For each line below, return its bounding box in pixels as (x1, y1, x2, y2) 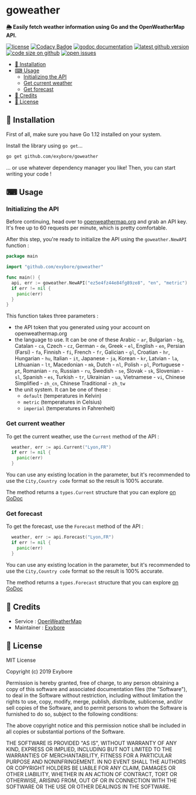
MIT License (6, 657, 36, 664)
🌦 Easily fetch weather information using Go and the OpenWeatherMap (6, 23, 185, 30)
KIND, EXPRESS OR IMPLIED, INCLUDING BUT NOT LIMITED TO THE (6, 746, 173, 753)
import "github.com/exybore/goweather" (6, 264, 104, 270)
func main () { (6, 275, 41, 280)
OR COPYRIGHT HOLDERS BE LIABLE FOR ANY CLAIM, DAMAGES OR (6, 764, 176, 772)
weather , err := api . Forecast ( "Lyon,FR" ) (11, 534, 114, 540)
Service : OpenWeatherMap (14, 617, 82, 625)
